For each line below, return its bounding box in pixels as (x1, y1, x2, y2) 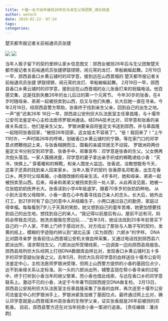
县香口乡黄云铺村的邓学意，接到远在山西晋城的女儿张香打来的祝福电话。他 (5, 86, 158, 92)
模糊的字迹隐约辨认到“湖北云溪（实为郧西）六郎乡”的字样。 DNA (26, 229, 160, 235)
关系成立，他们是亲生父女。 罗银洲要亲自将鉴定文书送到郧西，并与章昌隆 (9, 123, 160, 129)
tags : (5, 21, 16, 26)
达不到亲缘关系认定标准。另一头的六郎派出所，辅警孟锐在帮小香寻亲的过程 (5, 267, 158, 273)
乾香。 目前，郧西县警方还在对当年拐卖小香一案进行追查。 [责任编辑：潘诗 (5, 304, 158, 310)
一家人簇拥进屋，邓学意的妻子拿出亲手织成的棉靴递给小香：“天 (31, 154, 161, 160)
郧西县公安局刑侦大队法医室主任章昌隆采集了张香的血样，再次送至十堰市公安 (5, 286, 163, 292)
